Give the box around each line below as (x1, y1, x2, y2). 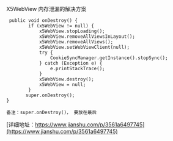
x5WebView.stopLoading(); (39, 28, 105, 34)
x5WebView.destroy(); (39, 76, 95, 82)
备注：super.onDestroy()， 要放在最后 (6, 109, 97, 115)
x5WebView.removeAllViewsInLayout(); (39, 34, 136, 40)
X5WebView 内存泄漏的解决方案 (6, 5, 87, 12)
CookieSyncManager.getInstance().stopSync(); (50, 55, 168, 61)
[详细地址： (6, 121, 35, 128)
